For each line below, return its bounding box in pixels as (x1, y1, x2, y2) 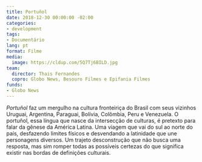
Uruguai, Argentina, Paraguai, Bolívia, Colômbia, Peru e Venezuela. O (6, 110, 179, 118)
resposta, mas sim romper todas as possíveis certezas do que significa (6, 143, 184, 150)
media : (6, 54, 23, 60)
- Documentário (6, 37, 45, 43)
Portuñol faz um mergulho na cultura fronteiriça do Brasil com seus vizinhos (6, 104, 197, 111)
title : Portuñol (6, 8, 47, 15)
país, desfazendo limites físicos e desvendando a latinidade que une (6, 129, 177, 137)
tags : (6, 31, 20, 37)
